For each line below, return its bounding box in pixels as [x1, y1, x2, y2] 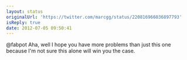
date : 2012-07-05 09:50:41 [6, 25, 72, 31]
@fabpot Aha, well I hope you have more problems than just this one [6, 41, 171, 48]
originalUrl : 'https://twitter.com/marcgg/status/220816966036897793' [6, 14, 182, 20]
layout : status [6, 8, 43, 15]
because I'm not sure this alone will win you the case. [6, 48, 135, 55]
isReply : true [6, 19, 41, 25]
